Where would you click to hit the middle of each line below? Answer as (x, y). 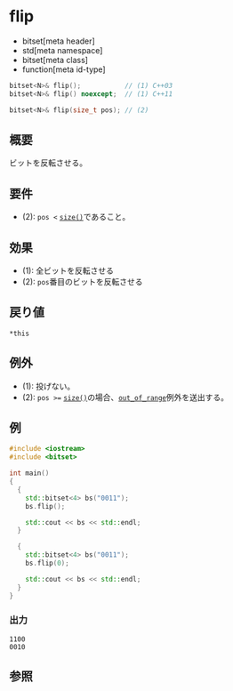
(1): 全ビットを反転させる (68, 270)
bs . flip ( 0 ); (47, 563)
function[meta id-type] (64, 69)
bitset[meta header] (58, 41)
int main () (29, 473)
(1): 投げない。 (48, 386)
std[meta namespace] (62, 50)
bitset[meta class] (55, 60)
